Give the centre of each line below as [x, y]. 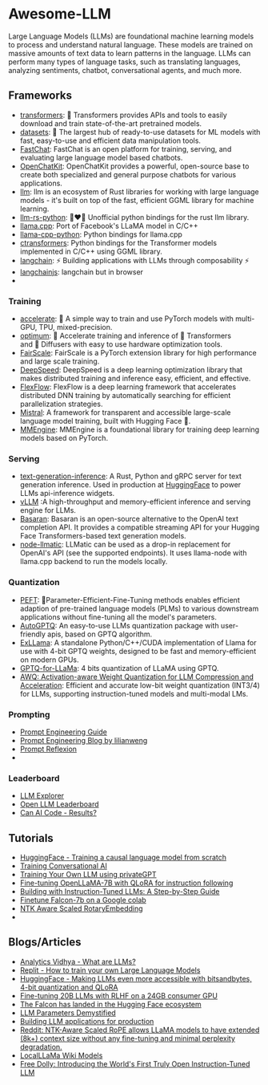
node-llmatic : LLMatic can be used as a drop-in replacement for [125, 545]
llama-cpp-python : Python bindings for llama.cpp [101, 234]
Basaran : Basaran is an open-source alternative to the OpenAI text [129, 519]
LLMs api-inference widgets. [67, 494]
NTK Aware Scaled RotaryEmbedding [81, 908]
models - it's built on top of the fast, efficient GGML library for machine [137, 200]
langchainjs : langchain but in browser [82, 272]
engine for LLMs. [48, 510]
